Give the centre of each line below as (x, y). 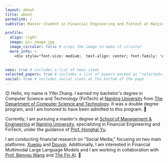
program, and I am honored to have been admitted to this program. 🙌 (76, 109)
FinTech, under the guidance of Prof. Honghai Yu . (56, 129)
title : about (19, 14)
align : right (23, 37)
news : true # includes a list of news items (52, 70)
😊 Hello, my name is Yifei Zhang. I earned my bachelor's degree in (74, 93)
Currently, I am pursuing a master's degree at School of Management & (78, 119)
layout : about (20, 10)
